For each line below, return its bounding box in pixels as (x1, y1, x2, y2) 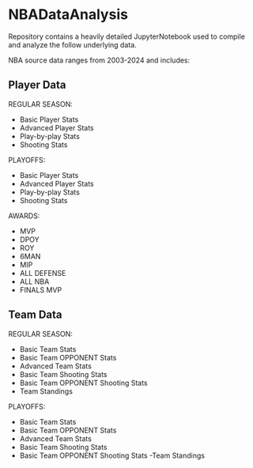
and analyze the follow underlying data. (8, 40, 137, 49)
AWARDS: (8, 211, 40, 221)
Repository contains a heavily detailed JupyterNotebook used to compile (8, 32, 245, 41)
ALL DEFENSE (19, 268, 66, 277)
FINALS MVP (19, 285, 62, 294)
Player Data (8, 78, 66, 92)
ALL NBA (19, 277, 50, 286)
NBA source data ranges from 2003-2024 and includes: (8, 55, 191, 65)
